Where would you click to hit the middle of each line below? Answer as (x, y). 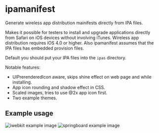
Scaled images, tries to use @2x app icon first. (60, 92)
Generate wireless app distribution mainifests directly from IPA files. (74, 23)
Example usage (29, 113)
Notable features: (23, 67)
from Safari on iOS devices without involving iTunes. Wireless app (72, 38)
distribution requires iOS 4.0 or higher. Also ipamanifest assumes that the (79, 43)
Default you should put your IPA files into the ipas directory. (66, 57)
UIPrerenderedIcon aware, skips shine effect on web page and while (82, 77)
